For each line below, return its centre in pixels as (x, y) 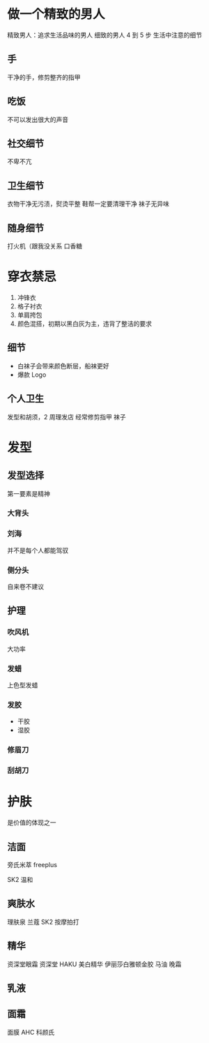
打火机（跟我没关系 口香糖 (45, 246)
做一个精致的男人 (56, 14)
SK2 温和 (20, 879)
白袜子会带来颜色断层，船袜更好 (63, 366)
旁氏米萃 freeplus (32, 864)
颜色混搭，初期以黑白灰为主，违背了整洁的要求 (84, 323)
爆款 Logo (32, 375)
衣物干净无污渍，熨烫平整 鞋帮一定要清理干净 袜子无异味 (88, 204)
